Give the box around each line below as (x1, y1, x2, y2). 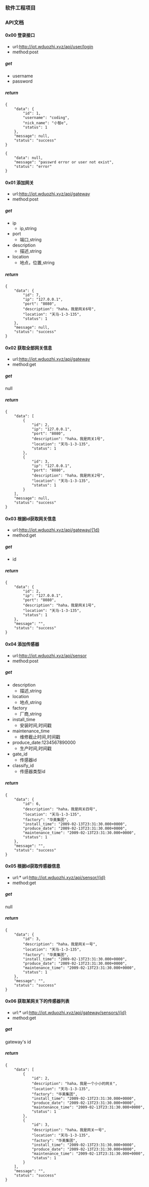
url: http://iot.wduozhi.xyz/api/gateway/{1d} (12, 527, 100, 533)
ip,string (19, 226, 37, 232)
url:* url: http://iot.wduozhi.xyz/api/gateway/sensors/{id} (12, 1009, 127, 1015)
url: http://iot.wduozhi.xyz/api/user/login (12, 44, 94, 50)
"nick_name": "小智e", (23, 120, 68, 125)
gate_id (12, 751, 28, 757)
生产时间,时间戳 (19, 745, 52, 751)
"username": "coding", (23, 115, 70, 120)
